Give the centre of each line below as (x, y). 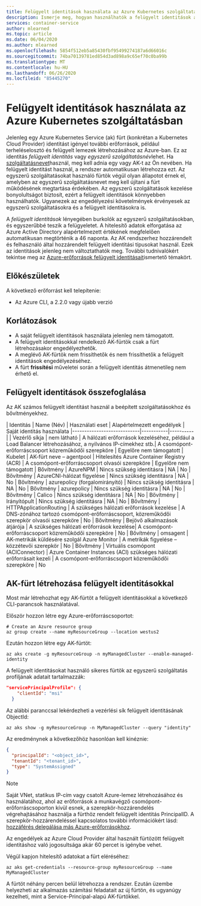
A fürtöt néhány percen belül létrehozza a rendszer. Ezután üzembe (89, 884)
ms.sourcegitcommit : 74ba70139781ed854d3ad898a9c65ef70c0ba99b (87, 56)
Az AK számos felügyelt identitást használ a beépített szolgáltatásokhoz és (99, 407)
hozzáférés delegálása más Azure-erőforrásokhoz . (69, 827)
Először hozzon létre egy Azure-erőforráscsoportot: (70, 616)
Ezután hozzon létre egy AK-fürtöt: (49, 643)
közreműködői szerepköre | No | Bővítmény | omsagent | (119, 533)
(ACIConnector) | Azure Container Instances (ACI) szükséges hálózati (92, 552)
